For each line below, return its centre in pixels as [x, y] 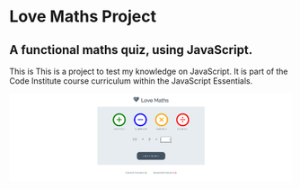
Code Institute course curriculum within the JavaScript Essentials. [131, 81]
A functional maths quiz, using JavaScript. [131, 50]
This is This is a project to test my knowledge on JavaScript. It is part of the [149, 71]
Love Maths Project [83, 17]
